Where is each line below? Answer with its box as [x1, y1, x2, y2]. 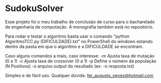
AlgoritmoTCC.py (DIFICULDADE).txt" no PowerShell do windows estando [5, 38, 153, 44]
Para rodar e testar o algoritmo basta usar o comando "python [5, 33, 130, 39]
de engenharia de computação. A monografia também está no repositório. [5, 24, 154, 29]
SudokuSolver [5, 3, 64, 14]
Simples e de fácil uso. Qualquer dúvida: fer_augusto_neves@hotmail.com [5, 72, 154, 78]
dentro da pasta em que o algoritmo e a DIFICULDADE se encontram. [5, 43, 143, 49]
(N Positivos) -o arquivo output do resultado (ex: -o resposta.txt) [5, 63, 135, 69]
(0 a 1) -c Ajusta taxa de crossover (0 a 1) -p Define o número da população [5, 58, 157, 64]
